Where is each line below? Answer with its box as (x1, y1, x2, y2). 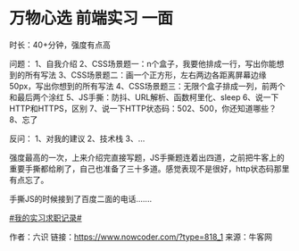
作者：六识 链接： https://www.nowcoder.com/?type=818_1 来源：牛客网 (9, 231, 273, 242)
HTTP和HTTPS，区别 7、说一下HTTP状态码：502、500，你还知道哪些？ (9, 103, 277, 113)
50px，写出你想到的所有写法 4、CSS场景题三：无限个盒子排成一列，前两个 (9, 80, 286, 91)
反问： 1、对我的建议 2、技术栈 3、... (9, 133, 145, 144)
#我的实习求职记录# (9, 212, 82, 223)
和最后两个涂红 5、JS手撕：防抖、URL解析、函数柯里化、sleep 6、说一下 (9, 91, 279, 103)
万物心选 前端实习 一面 (9, 8, 174, 29)
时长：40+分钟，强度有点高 (9, 39, 112, 50)
